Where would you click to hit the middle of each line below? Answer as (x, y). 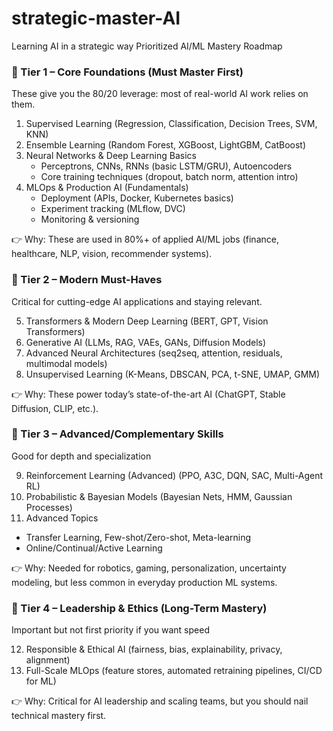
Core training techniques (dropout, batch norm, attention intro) (169, 177)
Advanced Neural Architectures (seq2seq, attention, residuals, (154, 353)
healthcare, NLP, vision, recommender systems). (112, 254)
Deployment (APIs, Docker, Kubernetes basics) (137, 198)
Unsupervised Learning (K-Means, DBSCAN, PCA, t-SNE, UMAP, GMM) (173, 374)
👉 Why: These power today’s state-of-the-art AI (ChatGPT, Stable (148, 394)
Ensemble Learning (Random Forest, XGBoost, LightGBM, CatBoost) (166, 145)
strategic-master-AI (96, 18)
